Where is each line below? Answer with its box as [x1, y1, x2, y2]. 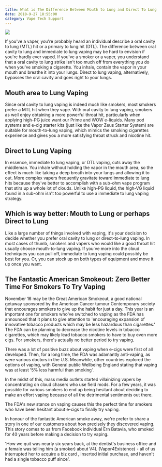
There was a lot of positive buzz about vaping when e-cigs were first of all [5, 346, 153, 352]
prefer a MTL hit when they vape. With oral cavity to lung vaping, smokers [5, 107, 152, 113]
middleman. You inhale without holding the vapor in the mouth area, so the [5, 165, 153, 170]
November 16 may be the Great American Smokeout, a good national [5, 296, 142, 301]
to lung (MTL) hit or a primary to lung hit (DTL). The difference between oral [5, 44, 156, 50]
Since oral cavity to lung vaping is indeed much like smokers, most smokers [5, 101, 156, 107]
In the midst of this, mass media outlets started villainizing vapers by [5, 376, 142, 382]
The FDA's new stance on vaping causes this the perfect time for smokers [5, 401, 152, 407]
